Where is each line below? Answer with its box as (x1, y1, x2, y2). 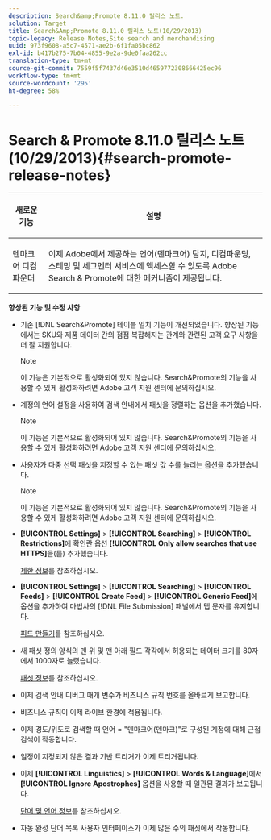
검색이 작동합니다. (19, 734, 77, 744)
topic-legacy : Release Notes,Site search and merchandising (8, 34, 215, 43)
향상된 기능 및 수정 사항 (8, 303, 81, 313)
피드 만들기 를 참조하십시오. (19, 629, 105, 638)
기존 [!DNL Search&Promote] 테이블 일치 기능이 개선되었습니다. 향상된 (19, 320, 244, 330)
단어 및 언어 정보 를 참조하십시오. (19, 806, 122, 816)
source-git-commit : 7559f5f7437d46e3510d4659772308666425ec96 (8, 64, 222, 73)
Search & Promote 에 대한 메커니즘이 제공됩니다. (48, 272, 223, 284)
